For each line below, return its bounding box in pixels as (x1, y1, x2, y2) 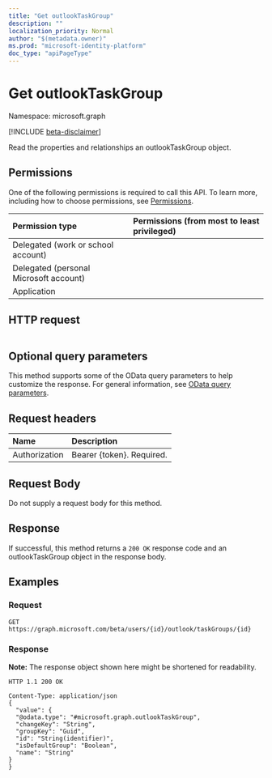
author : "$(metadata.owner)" (8, 34, 107, 43)
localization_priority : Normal (8, 27, 114, 35)
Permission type (12, 220, 78, 232)
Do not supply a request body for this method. (8, 499, 163, 508)
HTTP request (8, 313, 81, 327)
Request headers (8, 411, 97, 425)
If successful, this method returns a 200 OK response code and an (8, 543, 227, 553)
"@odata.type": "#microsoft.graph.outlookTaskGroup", (15, 713, 201, 721)
